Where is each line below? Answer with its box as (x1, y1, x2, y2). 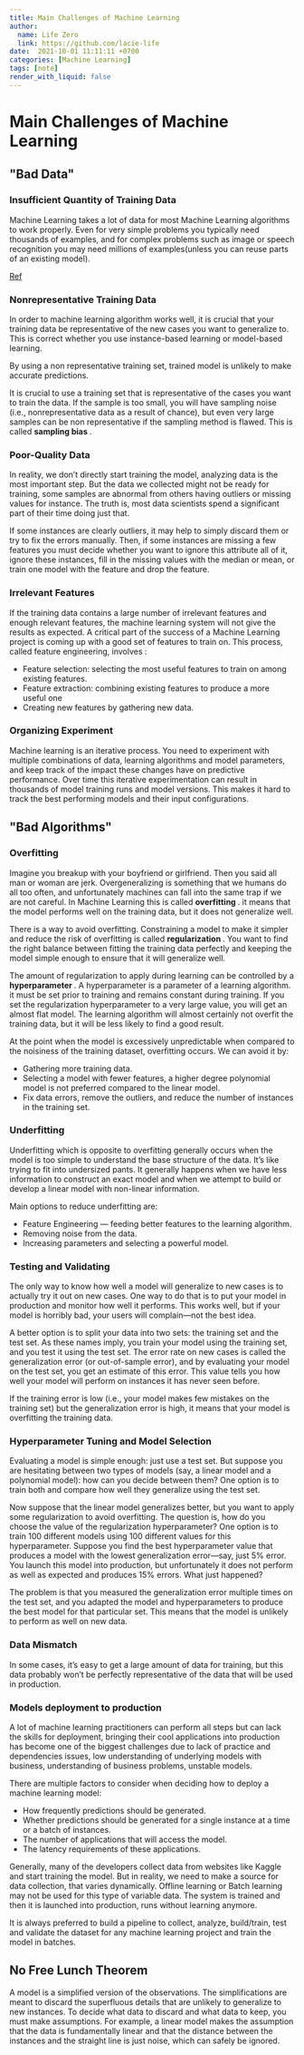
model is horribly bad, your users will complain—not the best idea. (9, 1310, 256, 1320)
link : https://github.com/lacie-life (17, 38, 160, 48)
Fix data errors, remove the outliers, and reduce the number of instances (22, 1092, 294, 1103)
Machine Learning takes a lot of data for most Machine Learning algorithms (9, 214, 290, 225)
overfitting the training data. (9, 1412, 113, 1424)
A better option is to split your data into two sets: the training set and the (9, 1328, 279, 1339)
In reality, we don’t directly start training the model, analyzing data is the (9, 469, 279, 481)
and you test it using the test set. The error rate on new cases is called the (9, 1347, 287, 1358)
